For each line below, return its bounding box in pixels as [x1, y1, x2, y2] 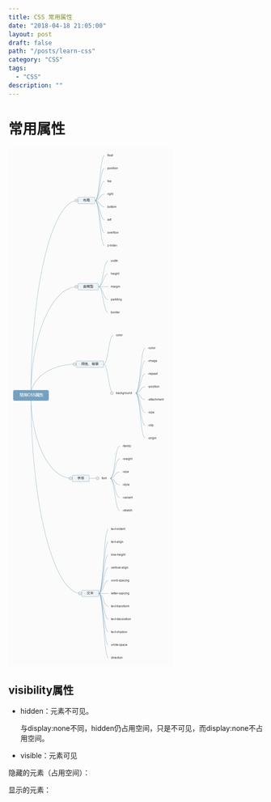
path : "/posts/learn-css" [8, 47, 95, 56]
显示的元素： [8, 785, 51, 795]
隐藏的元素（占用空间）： [8, 768, 91, 778]
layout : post [8, 30, 53, 38]
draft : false [8, 39, 53, 47]
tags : [8, 65, 27, 73]
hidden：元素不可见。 [19, 707, 94, 716]
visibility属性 [8, 683, 74, 697]
